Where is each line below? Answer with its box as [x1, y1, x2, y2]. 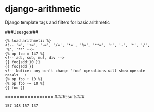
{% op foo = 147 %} [5, 51, 45, 56]
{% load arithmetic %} [5, 38, 51, 43]
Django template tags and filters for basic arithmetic [5, 19, 110, 25]
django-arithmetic [5, 3, 81, 15]
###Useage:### [5, 29, 38, 35]
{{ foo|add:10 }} [5, 59, 41, 64]
